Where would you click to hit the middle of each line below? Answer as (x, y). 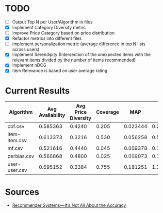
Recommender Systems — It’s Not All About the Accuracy (69, 205)
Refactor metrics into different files (47, 38)
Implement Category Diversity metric (49, 27)
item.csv (17, 141)
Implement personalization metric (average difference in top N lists (79, 44)
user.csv (17, 170)
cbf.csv (16, 126)
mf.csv (15, 148)
